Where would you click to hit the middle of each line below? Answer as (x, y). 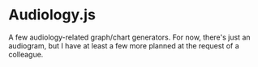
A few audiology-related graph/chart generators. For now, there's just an (129, 37)
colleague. (26, 54)
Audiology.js (52, 15)
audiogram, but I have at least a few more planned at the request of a (124, 45)
